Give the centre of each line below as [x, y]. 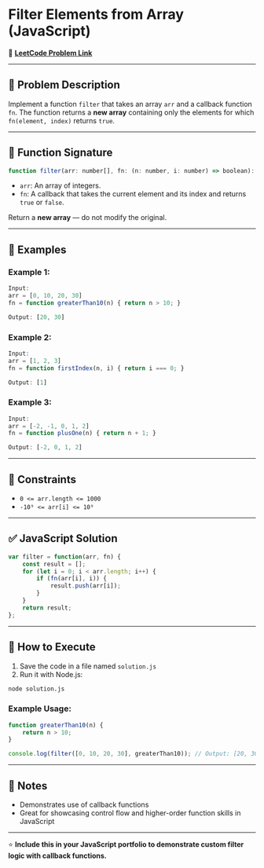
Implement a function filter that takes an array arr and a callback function [130, 104]
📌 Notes [28, 786]
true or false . [42, 203]
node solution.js [37, 689]
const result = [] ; [54, 564]
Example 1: [29, 272]
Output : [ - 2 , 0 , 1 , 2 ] [45, 448]
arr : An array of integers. [60, 185]
